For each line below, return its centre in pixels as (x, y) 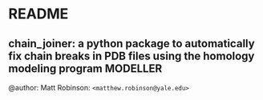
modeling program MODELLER (85, 68)
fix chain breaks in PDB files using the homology (131, 56)
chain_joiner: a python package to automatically (131, 44)
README (38, 14)
